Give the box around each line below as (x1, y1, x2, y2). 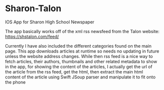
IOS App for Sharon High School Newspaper (5, 19, 94, 25)
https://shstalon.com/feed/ (5, 34, 59, 39)
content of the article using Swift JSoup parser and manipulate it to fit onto (5, 74, 156, 80)
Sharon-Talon (5, 3, 62, 14)
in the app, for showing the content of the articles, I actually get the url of (5, 64, 153, 70)
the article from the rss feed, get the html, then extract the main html (5, 69, 143, 74)
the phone (5, 79, 26, 85)
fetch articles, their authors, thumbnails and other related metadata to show (5, 58, 158, 64)
